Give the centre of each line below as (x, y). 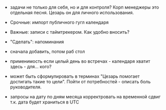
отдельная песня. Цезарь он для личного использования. (72, 13)
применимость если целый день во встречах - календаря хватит (80, 61)
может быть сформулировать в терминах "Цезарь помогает (75, 76)
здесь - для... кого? (31, 67)
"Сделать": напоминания (37, 42)
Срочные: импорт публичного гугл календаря (59, 22)
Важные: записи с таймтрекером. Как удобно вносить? (70, 32)
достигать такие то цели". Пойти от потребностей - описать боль (80, 82)
